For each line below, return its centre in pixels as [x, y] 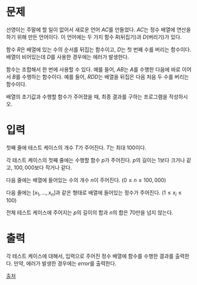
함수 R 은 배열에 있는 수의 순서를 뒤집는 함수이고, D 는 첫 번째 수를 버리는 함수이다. [99, 49]
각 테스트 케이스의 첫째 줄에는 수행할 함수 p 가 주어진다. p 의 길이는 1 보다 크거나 [96, 160]
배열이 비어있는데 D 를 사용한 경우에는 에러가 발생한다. [68, 57]
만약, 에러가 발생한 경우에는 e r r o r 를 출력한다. [65, 263]
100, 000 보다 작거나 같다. [43, 167]
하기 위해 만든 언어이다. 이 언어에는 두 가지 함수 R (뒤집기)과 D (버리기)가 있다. [94, 37]
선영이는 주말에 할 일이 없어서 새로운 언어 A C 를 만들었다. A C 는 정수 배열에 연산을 [98, 30]
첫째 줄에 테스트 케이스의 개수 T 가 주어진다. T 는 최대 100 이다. [76, 148]
